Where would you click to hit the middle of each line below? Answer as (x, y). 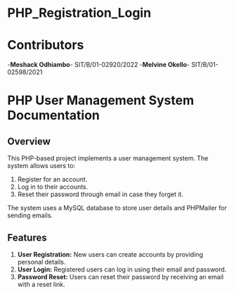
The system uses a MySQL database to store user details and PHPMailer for (117, 208)
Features (27, 237)
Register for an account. (52, 179)
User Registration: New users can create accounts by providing (110, 254)
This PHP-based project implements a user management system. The (108, 158)
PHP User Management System (101, 101)
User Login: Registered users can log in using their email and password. (122, 269)
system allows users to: (41, 166)
